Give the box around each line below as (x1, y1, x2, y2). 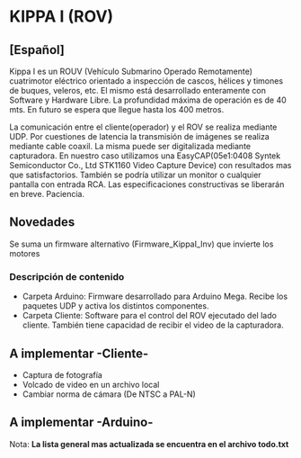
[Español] (9, 42, 66, 58)
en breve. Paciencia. (9, 189, 85, 199)
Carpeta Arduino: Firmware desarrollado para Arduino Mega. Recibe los (22, 291, 288, 302)
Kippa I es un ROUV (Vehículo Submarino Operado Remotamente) (9, 66, 253, 76)
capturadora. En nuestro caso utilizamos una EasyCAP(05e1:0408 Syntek (9, 150, 281, 161)
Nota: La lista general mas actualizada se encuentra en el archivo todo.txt (9, 438, 289, 449)
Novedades (9, 214, 75, 230)
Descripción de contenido (9, 270, 125, 283)
